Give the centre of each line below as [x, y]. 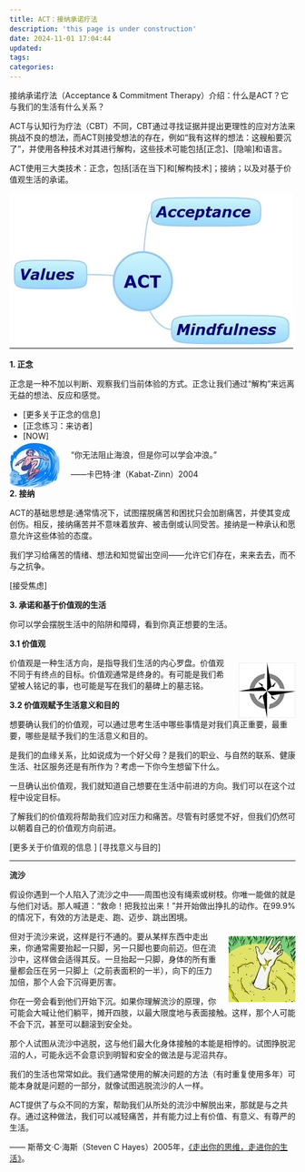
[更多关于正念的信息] [62, 414]
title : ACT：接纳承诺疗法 [54, 19]
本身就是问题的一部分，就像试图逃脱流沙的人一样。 [113, 1086]
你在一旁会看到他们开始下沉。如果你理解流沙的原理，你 [113, 1001]
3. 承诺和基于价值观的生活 [58, 605]
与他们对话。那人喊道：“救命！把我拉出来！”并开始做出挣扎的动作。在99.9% [152, 906]
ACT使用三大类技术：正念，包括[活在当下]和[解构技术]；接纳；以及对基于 [147, 168]
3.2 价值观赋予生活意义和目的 [64, 705]
